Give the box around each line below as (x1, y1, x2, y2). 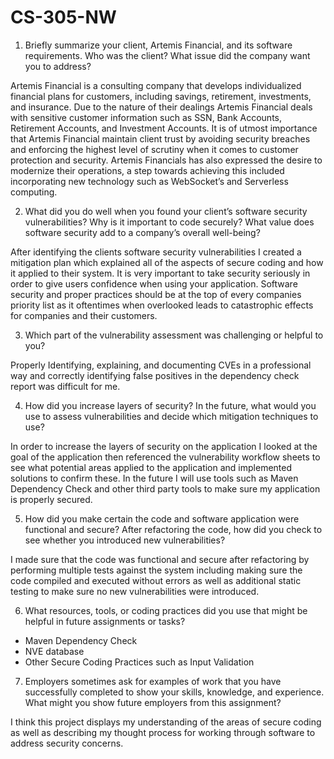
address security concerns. (10, 737, 124, 749)
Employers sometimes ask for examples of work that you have (24, 675, 282, 687)
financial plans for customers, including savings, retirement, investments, (10, 90, 312, 102)
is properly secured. (10, 493, 93, 505)
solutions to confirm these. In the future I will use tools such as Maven (10, 472, 299, 484)
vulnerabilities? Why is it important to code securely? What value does (24, 216, 315, 228)
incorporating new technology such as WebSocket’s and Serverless (10, 175, 289, 187)
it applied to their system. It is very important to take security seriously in (10, 267, 311, 279)
